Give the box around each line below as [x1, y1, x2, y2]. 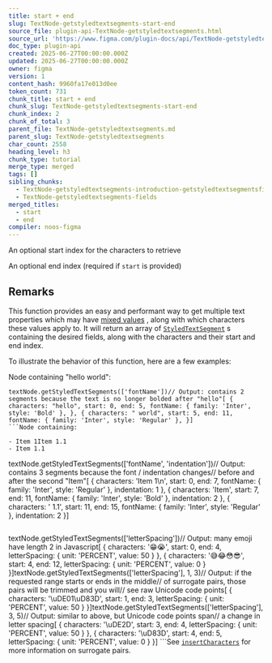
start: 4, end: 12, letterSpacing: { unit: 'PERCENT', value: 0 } [8, 559, 206, 569]
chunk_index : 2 [8, 110, 60, 118]
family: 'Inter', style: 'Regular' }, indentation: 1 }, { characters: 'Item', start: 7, [8, 484, 260, 494]
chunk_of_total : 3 [8, 118, 70, 126]
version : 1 [8, 72, 45, 80]
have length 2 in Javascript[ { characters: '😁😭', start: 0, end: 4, [8, 541, 223, 552]
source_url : [8, 34, 49, 43]
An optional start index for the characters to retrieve [8, 245, 182, 256]
